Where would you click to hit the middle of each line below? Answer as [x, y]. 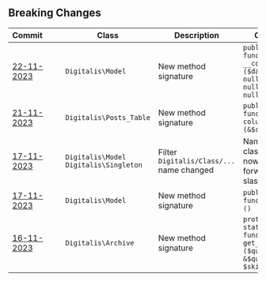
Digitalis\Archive [100, 243]
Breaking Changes [55, 13]
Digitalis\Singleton [104, 165]
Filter [167, 152]
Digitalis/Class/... [197, 161]
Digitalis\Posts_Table [108, 117]
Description [196, 35]
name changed [186, 170]
